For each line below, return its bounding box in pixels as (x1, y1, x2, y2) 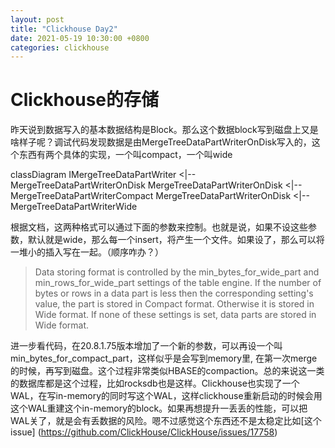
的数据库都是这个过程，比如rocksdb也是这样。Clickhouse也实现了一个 (10, 377, 300, 390)
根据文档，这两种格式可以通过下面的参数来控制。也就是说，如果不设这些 (10, 221, 308, 233)
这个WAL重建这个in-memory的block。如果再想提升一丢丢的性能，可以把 (10, 402, 308, 415)
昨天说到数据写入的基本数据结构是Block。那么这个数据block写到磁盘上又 (10, 124, 310, 136)
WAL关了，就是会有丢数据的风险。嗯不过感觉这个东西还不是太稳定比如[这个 (10, 415, 322, 427)
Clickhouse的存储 (10, 89, 160, 111)
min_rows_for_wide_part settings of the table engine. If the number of (34, 277, 322, 289)
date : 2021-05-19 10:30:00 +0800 (10, 33, 150, 43)
